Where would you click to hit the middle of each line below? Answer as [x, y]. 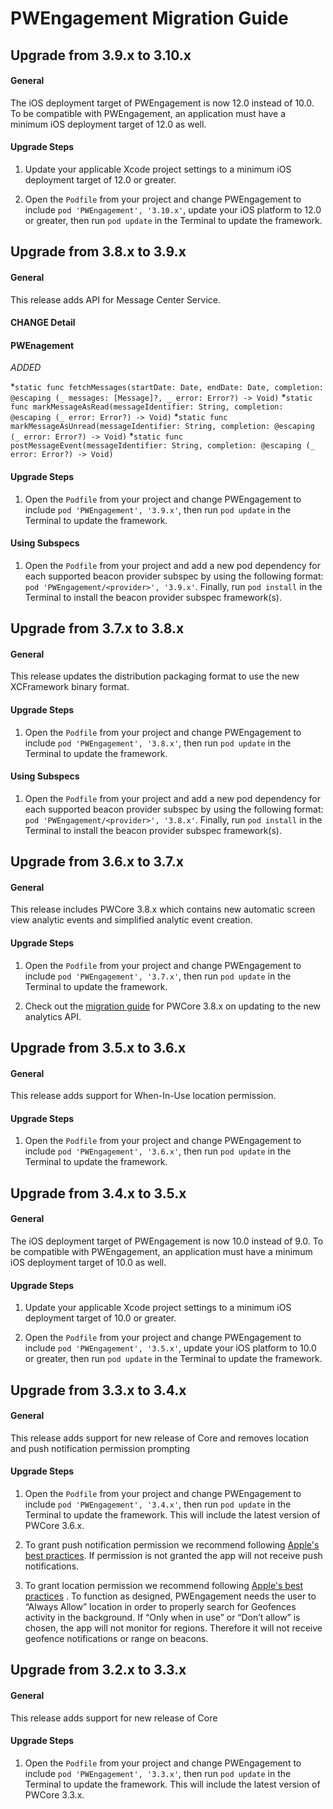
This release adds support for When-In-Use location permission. [143, 1096]
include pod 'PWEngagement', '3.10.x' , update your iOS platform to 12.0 [173, 209]
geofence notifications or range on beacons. [116, 1638]
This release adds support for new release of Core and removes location [160, 1438]
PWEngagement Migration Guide [149, 18]
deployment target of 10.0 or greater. [100, 1318]
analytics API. [53, 1016]
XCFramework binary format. [70, 687]
